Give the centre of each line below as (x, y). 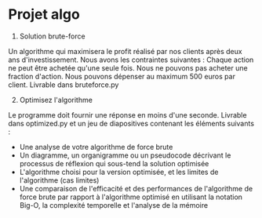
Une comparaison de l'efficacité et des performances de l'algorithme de (136, 188)
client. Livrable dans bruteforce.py (64, 85)
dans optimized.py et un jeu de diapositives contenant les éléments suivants (131, 123)
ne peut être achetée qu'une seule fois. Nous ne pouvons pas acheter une (128, 67)
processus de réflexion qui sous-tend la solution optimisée (114, 163)
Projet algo (44, 15)
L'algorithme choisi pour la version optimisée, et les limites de (119, 172)
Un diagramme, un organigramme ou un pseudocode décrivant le (125, 155)
